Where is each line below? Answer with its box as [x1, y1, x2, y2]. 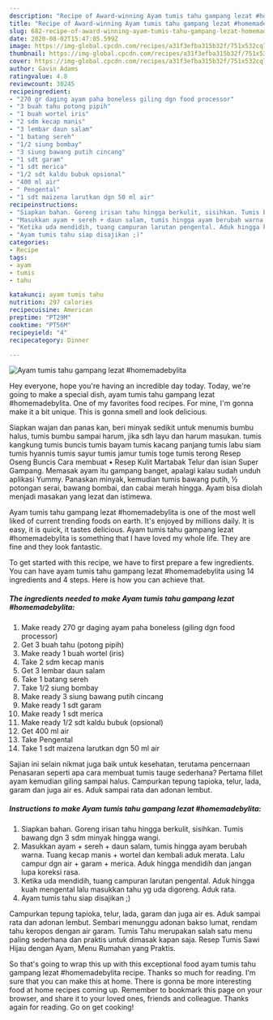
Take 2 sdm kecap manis [20, 657, 105, 667]
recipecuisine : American [9, 306, 93, 314]
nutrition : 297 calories [9, 298, 93, 307]
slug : [9, 27, 28, 35]
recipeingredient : [9, 87, 71, 96]
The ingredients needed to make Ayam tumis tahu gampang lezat [9, 594, 235, 603]
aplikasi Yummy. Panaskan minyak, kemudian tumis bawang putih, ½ [9, 474, 238, 484]
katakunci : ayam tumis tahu [9, 291, 105, 299]
